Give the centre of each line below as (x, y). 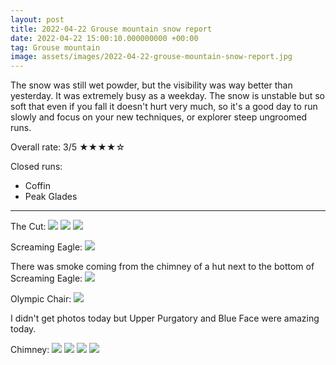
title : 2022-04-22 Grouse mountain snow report (111, 29)
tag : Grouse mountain (55, 47)
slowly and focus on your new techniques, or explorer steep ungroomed (159, 117)
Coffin (37, 186)
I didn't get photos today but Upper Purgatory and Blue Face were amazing (165, 318)
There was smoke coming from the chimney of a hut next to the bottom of (162, 267)
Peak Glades (51, 197)
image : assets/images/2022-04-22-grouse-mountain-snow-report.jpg (151, 57)
